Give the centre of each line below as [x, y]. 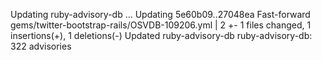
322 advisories [41, 46]
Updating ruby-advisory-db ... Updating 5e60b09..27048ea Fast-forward [160, 14]
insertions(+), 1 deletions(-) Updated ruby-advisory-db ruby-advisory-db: [161, 35]
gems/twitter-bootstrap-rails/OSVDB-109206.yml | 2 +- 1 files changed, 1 [161, 25]
